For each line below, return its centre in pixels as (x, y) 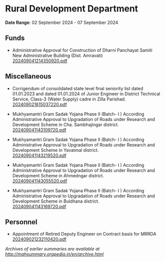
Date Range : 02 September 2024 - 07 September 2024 (62, 22)
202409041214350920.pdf (40, 61)
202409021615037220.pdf (40, 104)
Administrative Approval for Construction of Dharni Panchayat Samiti (82, 50)
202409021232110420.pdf (39, 239)
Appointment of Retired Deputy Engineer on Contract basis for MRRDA (84, 234)
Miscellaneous (28, 76)
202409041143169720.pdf (39, 206)
